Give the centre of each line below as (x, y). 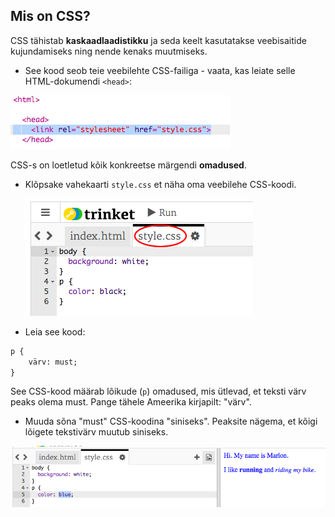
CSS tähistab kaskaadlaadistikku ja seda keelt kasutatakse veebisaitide (158, 40)
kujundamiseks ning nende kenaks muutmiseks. (109, 51)
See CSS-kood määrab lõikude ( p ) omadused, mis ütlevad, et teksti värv (158, 391)
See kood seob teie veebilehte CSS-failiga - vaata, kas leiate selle (160, 70)
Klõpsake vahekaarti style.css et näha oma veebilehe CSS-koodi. (160, 184)
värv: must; (53, 362)
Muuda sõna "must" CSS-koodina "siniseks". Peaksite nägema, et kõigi (171, 421)
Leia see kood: (55, 331)
